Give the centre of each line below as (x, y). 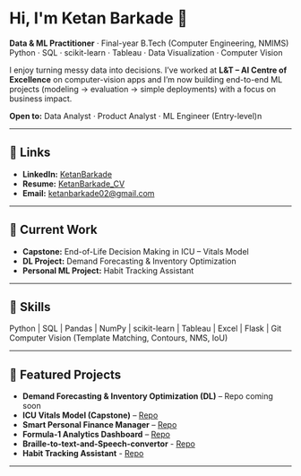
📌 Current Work (54, 230)
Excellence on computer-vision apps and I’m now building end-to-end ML (146, 79)
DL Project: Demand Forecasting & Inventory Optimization (129, 261)
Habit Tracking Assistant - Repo (83, 454)
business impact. (41, 99)
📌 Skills (30, 307)
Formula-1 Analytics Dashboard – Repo (96, 435)
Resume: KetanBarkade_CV (73, 184)
